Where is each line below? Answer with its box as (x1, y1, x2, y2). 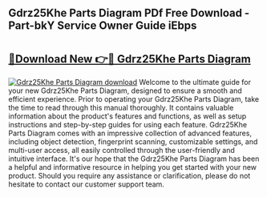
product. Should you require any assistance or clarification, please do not (8, 171, 251, 180)
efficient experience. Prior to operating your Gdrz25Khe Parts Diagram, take (8, 94, 259, 103)
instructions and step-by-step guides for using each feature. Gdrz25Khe (8, 120, 247, 129)
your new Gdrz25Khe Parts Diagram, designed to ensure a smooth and (8, 86, 242, 95)
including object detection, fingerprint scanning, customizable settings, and (8, 137, 258, 147)
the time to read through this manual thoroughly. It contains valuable (8, 103, 234, 112)
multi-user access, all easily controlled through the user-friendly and (8, 146, 235, 155)
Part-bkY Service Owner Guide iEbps (8, 19, 197, 33)
